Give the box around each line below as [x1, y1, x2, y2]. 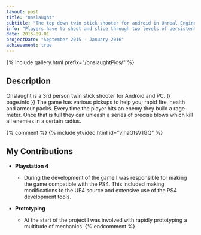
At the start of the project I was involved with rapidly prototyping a [23, 216, 187, 224]
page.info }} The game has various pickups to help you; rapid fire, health [6, 98, 185, 106]
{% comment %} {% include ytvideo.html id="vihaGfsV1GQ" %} [6, 129, 163, 136]
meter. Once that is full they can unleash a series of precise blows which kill [6, 111, 193, 118]
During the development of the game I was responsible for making [23, 174, 187, 181]
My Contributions [6, 146, 74, 156]
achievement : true [6, 43, 52, 49]
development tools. [23, 193, 72, 200]
